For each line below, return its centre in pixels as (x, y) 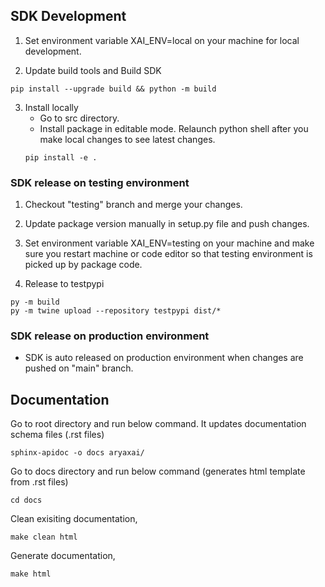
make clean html (44, 537)
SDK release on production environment (110, 336)
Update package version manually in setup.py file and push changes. (167, 224)
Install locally (51, 107)
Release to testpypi (64, 284)
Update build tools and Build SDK (93, 70)
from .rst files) (39, 482)
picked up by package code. (83, 265)
